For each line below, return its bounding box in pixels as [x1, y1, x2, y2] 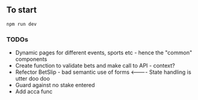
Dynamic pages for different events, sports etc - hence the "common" [15, 49, 192, 57]
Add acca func [15, 88, 53, 95]
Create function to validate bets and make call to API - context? [15, 62, 175, 70]
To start [6, 5, 37, 15]
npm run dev [6, 21, 37, 27]
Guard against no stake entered [15, 82, 95, 89]
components [15, 55, 47, 63]
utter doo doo [15, 75, 50, 82]
